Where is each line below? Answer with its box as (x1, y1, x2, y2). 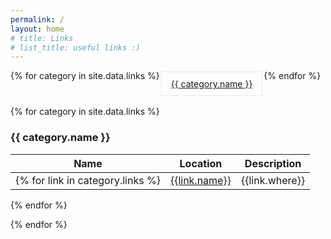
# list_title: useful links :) (10, 42, 141, 53)
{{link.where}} (240, 173, 306, 187)
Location (179, 156, 223, 170)
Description (244, 156, 302, 170)
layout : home (10, 24, 65, 34)
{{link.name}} (169, 173, 232, 187)
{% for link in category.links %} (15, 173, 161, 187)
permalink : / (10, 14, 65, 25)
